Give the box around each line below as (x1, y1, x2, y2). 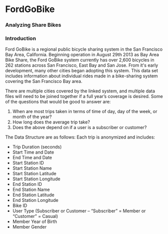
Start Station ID (12, 160, 44, 166)
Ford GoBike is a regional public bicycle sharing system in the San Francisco (5, 46, 163, 52)
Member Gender (12, 224, 47, 230)
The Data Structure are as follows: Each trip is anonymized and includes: (5, 134, 155, 140)
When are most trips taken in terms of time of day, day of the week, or (12, 108, 157, 114)
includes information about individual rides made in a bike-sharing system (5, 73, 158, 79)
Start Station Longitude (12, 176, 61, 182)
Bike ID (12, 202, 28, 209)
